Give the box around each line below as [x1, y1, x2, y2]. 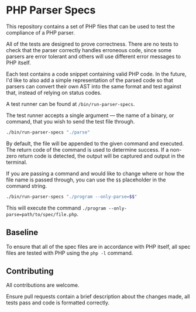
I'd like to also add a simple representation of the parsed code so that [6, 77, 174, 84]
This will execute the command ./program [6, 204, 106, 211]
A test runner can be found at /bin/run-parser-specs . [6, 100, 135, 107]
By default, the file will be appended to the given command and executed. [6, 140, 184, 147]
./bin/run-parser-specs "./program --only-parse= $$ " [6, 194, 137, 200]
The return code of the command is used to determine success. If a [6, 146, 169, 153]
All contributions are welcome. [6, 282, 80, 289]
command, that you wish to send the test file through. [6, 118, 135, 125]
